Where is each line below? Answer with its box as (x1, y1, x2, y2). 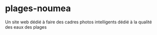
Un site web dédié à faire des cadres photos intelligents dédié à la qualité (5, 19, 152, 25)
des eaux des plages (5, 24, 47, 30)
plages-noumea (5, 3, 71, 14)
